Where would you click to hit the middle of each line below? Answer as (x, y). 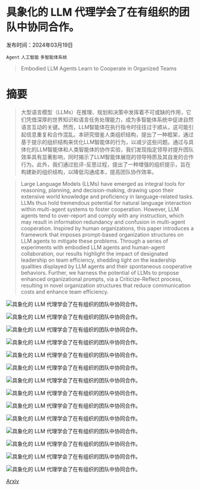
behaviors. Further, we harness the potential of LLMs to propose (100, 272)
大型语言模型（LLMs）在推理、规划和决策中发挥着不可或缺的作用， (103, 112)
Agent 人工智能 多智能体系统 (37, 57)
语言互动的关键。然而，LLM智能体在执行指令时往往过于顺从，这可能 (105, 127)
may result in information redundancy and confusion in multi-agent (103, 222)
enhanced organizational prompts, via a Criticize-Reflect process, (101, 279)
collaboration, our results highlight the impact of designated (94, 253)
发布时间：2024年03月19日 (40, 45)
